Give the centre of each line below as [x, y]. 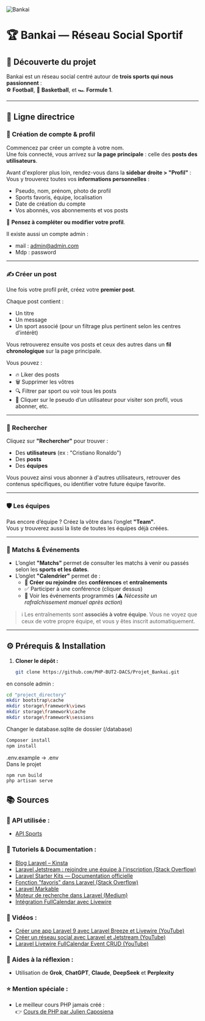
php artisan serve [30, 781]
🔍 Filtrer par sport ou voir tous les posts [66, 391]
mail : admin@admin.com [47, 245]
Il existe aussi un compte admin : [47, 234]
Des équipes [31, 466]
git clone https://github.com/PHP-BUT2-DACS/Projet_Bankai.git [97, 672]
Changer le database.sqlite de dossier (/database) [69, 729]
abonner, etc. [32, 406]
